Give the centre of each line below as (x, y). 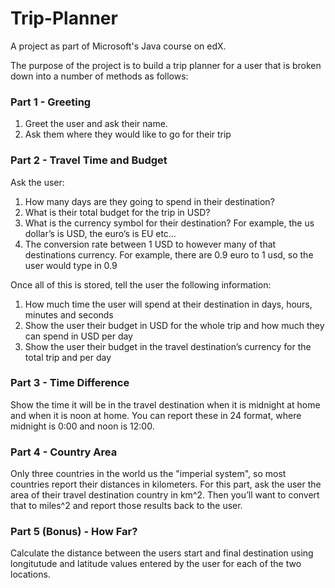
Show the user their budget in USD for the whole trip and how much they (174, 325)
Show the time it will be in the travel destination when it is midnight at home (165, 404)
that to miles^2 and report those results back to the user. (126, 506)
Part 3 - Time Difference (70, 383)
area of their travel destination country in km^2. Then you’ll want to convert (165, 495)
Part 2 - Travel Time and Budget (89, 160)
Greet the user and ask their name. (96, 124)
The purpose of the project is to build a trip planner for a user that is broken (166, 65)
